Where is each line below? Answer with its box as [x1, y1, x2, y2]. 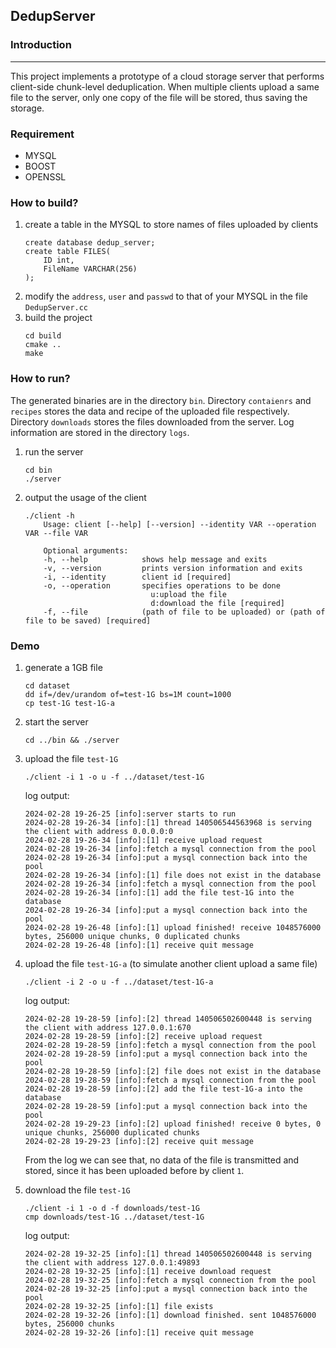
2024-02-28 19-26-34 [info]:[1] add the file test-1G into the [24, 887, 295, 898]
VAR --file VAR [24, 528, 89, 538]
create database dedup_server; [24, 238, 156, 248]
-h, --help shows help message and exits [43, 554, 268, 564]
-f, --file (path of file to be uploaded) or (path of [43, 607, 326, 617]
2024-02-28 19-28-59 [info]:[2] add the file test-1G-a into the [24, 1084, 303, 1094]
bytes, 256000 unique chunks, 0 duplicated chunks [24, 931, 241, 941]
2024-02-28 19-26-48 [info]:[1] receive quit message [24, 940, 254, 950]
